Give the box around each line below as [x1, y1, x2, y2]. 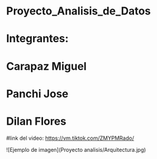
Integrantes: [6, 32, 69, 46]
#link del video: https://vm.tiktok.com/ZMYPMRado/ [6, 134, 134, 142]
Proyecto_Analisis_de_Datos [6, 4, 151, 18]
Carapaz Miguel [6, 59, 87, 73]
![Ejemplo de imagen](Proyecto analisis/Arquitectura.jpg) [6, 146, 146, 153]
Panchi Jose [6, 87, 69, 101]
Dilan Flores [6, 114, 67, 128]
